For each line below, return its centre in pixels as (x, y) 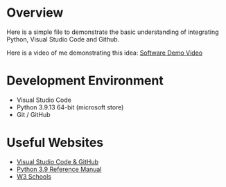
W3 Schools (34, 176)
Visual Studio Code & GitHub (57, 161)
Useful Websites (55, 143)
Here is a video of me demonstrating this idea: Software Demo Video (104, 53)
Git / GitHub (33, 114)
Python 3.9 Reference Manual (59, 169)
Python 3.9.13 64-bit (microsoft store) (70, 107)
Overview (35, 13)
